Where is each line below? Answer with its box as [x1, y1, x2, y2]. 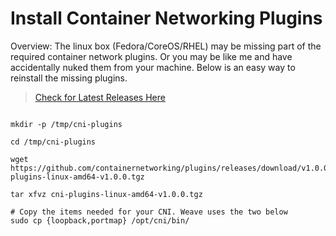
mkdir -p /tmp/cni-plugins [10, 119, 123, 129]
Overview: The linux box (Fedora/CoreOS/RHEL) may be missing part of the [10, 40, 322, 52]
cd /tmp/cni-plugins [10, 137, 97, 147]
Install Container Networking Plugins [10, 7, 323, 30]
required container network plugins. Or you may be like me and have [10, 50, 293, 62]
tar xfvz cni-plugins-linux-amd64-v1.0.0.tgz [10, 189, 203, 199]
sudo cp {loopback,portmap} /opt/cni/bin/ [10, 215, 190, 226]
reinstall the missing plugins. [10, 72, 128, 84]
